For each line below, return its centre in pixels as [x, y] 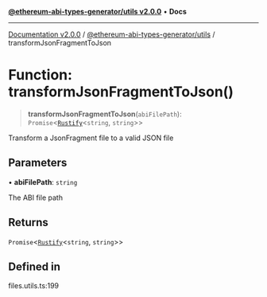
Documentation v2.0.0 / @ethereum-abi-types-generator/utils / [112, 34]
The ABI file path [36, 197]
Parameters [38, 163]
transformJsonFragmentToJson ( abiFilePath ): [104, 114]
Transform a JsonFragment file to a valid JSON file [91, 138]
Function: [41, 75]
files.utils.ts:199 [34, 286]
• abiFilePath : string [43, 182]
